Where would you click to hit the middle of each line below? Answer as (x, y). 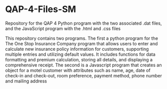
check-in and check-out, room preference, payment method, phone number (83, 75)
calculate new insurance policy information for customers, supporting (77, 49)
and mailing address (26, 81)
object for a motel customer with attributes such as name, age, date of (78, 70)
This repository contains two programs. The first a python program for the (82, 38)
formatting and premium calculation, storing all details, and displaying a (79, 59)
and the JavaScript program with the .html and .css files (63, 28)
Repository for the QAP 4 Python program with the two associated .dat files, (83, 23)
